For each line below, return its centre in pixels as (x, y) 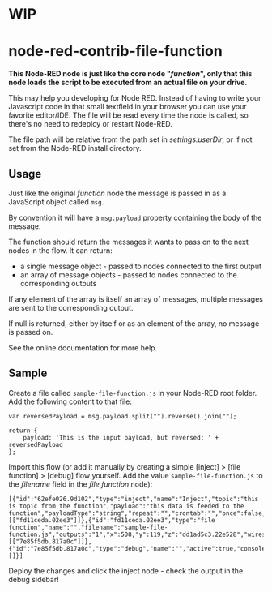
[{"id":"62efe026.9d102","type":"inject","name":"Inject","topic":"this (134, 499)
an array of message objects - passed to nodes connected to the (128, 275)
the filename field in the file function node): (81, 484)
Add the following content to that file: (70, 401)
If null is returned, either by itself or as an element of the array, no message (134, 323)
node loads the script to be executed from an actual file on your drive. (128, 83)
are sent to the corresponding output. (71, 307)
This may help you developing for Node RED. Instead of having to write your (135, 98)
